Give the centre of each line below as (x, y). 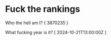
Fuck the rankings (43, 9)
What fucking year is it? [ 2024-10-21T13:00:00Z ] (56, 32)
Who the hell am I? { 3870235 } (37, 23)
